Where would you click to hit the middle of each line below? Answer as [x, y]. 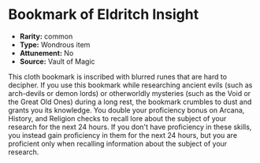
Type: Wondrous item [55, 44]
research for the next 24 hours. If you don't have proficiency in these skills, [130, 127]
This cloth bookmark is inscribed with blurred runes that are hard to [117, 76]
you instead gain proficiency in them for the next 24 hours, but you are [123, 135]
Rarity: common [46, 36]
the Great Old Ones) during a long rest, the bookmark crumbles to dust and [130, 102]
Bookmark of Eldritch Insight [104, 15]
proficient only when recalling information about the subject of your [118, 143]
